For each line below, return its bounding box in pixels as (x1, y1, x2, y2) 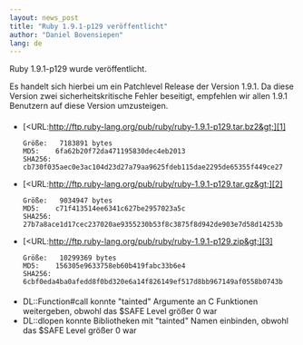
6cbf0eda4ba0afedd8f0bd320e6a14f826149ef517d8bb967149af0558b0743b (22, 277, 283, 286)
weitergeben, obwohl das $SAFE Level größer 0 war (22, 306, 218, 317)
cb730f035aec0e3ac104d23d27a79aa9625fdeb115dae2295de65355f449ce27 (22, 163, 283, 172)
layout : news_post (9, 13, 79, 23)
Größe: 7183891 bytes (22, 138, 113, 148)
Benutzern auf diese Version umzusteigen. (9, 101, 169, 112)
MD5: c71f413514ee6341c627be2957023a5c (22, 203, 186, 213)
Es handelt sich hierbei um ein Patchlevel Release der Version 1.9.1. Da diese (9, 81, 295, 92)
